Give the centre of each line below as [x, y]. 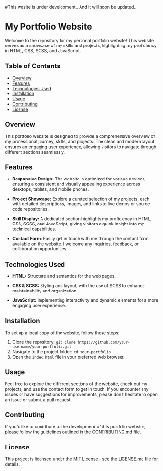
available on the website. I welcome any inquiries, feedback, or [75, 244]
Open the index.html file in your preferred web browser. [69, 357]
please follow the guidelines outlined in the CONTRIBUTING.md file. [73, 432]
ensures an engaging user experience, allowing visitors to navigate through [81, 147]
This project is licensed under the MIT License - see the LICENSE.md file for [81, 459]
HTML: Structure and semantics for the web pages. [64, 276]
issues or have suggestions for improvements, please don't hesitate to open [81, 394]
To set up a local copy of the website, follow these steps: [62, 333]
